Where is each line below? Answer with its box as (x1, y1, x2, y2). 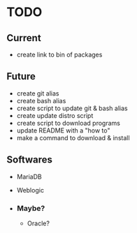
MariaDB (16, 172, 43, 181)
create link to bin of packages (16, 50, 103, 59)
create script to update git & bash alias (16, 104, 128, 112)
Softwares (6, 154, 53, 166)
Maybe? (16, 203, 45, 213)
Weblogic (16, 186, 45, 194)
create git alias (16, 89, 59, 98)
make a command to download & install (16, 133, 130, 142)
